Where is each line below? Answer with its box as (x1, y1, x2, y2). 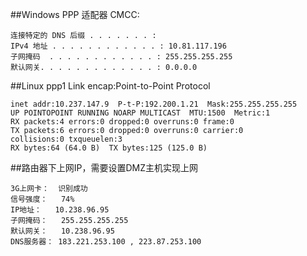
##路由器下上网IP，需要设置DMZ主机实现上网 (10, 162, 198, 173)
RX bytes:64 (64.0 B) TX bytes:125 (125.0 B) (10, 143, 208, 153)
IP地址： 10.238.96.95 (10, 205, 110, 215)
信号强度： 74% (10, 194, 75, 204)
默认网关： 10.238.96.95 (10, 226, 115, 236)
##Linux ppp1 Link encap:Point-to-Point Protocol (10, 80, 211, 92)
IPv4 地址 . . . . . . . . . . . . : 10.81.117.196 (10, 41, 227, 51)
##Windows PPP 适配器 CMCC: (10, 9, 140, 20)
